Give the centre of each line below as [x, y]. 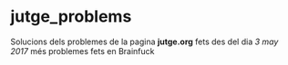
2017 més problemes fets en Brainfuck [82, 51]
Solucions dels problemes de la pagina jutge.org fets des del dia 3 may [144, 42]
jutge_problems [71, 17]
